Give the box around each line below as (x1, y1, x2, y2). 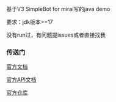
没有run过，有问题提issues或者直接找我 (6, 31, 106, 38)
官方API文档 (6, 76, 37, 84)
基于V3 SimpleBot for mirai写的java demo (6, 5, 111, 12)
